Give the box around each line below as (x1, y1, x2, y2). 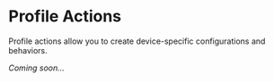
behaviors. (8, 45, 49, 55)
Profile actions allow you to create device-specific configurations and (8, 36, 266, 46)
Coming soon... (8, 62, 65, 73)
